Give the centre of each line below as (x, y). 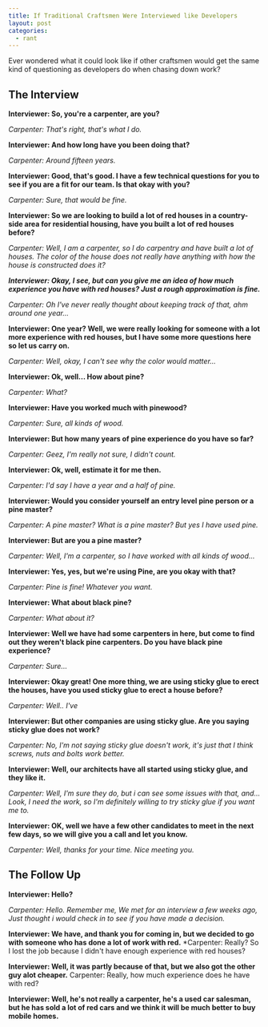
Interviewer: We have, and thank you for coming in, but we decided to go (131, 933)
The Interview (44, 94)
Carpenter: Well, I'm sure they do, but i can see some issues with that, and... (134, 793)
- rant (26, 38)
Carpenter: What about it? (51, 618)
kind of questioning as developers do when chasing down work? (115, 70)
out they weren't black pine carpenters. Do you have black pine (116, 642)
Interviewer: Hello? (41, 894)
